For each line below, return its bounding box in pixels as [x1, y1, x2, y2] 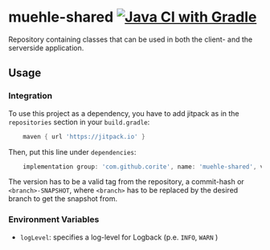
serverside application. [8, 42, 84, 52]
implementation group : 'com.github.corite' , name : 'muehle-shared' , [22, 163, 257, 171]
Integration [8, 91, 53, 102]
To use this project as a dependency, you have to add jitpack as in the [8, 108, 239, 118]
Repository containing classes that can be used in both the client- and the [8, 34, 253, 44]
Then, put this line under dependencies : [8, 147, 137, 156]
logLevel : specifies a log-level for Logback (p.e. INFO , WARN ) [19, 232, 219, 242]
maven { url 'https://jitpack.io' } [22, 132, 146, 140]
